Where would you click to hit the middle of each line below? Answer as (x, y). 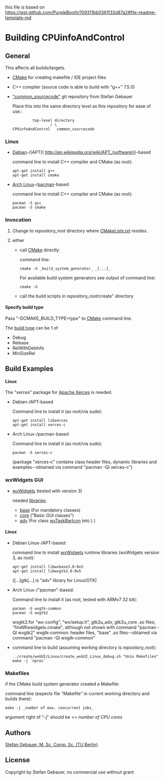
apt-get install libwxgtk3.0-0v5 (47, 571)
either (18, 240)
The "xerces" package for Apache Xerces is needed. (59, 392)
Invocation (18, 220)
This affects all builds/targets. (35, 68)
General (18, 56)
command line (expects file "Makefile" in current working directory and (77, 694)
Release (20, 342)
